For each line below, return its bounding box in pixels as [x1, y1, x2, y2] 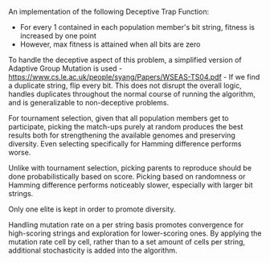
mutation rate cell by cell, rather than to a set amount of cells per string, [8, 237, 246, 246]
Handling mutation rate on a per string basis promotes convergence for [8, 220, 243, 229]
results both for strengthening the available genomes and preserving [8, 130, 235, 140]
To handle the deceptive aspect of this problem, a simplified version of [8, 55, 243, 64]
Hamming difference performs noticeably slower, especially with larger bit [8, 180, 253, 190]
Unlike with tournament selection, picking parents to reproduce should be [8, 163, 252, 172]
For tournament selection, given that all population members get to [8, 113, 229, 123]
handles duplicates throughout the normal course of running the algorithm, [8, 89, 256, 99]
